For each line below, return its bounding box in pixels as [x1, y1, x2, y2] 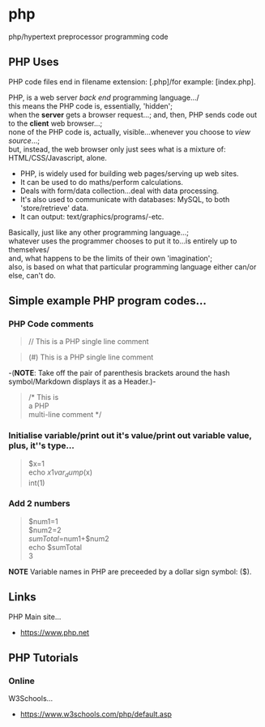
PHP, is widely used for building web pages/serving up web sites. [19, 168, 239, 179]
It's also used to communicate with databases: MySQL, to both [19, 194, 230, 204]
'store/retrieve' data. [19, 203, 89, 213]
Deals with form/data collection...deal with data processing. [19, 186, 220, 196]
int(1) [28, 478, 45, 488]
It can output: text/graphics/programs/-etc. [19, 212, 165, 222]
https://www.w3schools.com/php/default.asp [19, 709, 173, 719]
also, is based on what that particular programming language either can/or [8, 261, 257, 272]
